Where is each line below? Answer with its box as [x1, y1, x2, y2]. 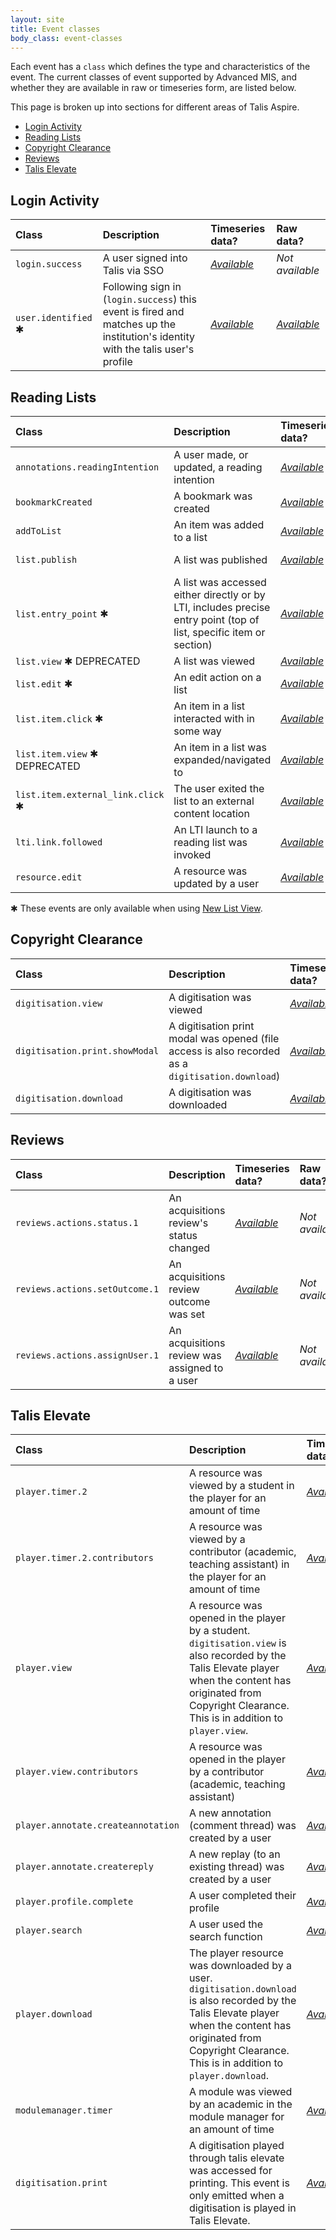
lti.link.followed [15, 837, 103, 848]
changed [168, 1241, 211, 1255]
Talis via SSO [102, 264, 165, 278]
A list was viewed [173, 654, 256, 668]
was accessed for [188, 2164, 273, 2178]
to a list [173, 531, 208, 544]
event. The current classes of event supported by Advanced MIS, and [10, 71, 297, 83]
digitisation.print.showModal [15, 1045, 160, 1056]
